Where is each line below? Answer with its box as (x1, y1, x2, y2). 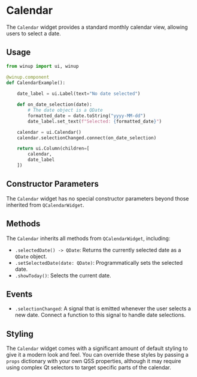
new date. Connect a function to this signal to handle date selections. (14, 312, 186, 319)
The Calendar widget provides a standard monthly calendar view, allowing (6, 23, 188, 31)
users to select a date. (6, 29, 61, 37)
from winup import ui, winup (6, 63, 79, 69)
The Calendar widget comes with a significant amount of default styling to (6, 345, 188, 352)
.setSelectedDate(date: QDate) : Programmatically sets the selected (14, 259, 183, 266)
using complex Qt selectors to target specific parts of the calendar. (6, 364, 172, 371)
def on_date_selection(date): (17, 101, 93, 108)
